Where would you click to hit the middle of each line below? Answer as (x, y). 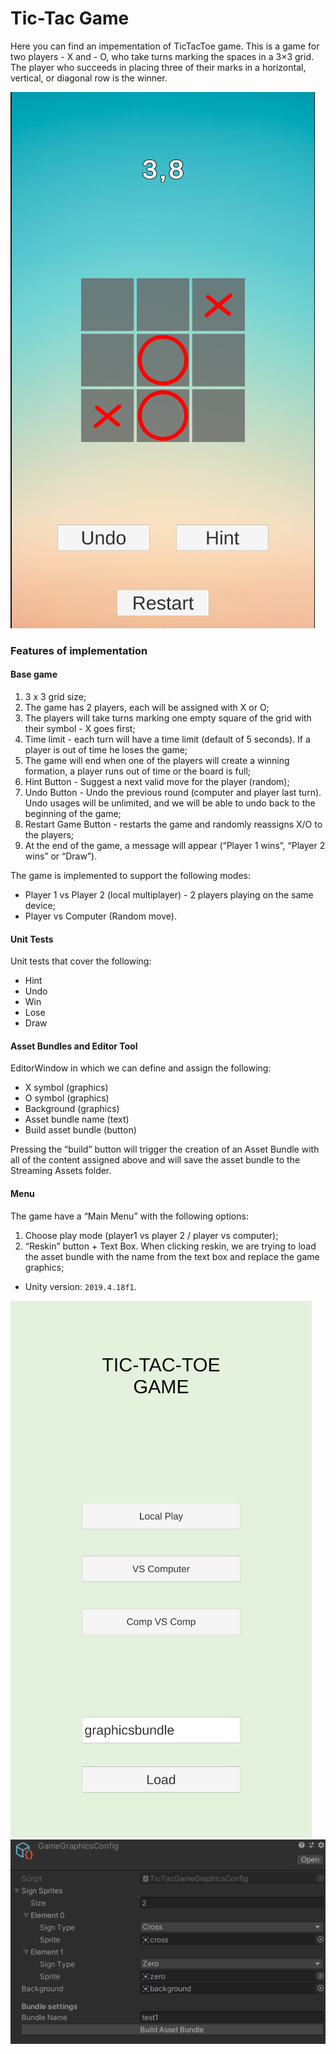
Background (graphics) (72, 1109)
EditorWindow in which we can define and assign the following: (141, 1068)
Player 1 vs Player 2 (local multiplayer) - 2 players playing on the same (169, 895)
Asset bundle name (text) (77, 1119)
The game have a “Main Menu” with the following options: (129, 1216)
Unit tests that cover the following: (81, 961)
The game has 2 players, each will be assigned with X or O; (147, 708)
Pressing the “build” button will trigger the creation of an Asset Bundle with (165, 1149)
